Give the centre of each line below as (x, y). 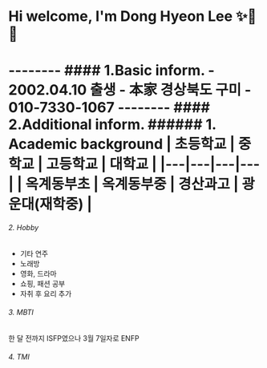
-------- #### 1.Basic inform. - (111, 71)
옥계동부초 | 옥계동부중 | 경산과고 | (132, 184)
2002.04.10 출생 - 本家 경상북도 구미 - (130, 90)
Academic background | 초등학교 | (121, 144)
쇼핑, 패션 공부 (42, 283)
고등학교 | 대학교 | (102, 164)
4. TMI (19, 357)
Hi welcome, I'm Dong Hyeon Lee (121, 16)
